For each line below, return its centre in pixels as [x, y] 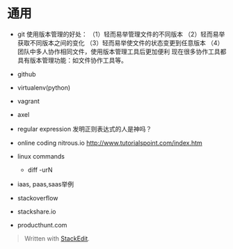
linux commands [41, 156]
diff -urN [40, 170]
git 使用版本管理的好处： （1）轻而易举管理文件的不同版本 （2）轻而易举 [121, 34]
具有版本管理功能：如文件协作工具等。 [72, 60]
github [26, 74]
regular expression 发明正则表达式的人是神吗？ [85, 129]
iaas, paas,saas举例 [46, 184]
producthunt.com [42, 225]
